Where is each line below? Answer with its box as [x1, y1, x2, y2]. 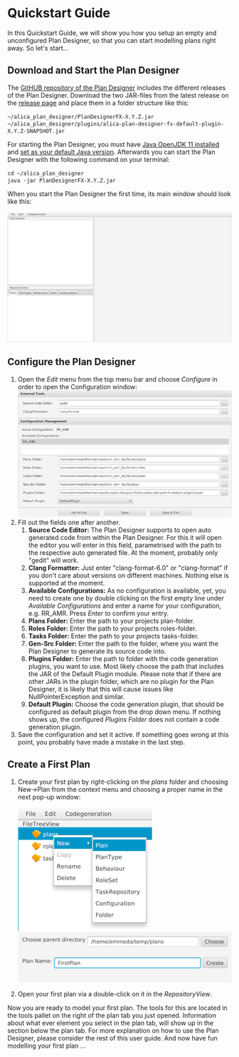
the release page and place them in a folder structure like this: [7, 98, 189, 107]
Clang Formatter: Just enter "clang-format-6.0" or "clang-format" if [28, 563, 228, 572]
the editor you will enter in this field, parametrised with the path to [28, 541, 222, 549]
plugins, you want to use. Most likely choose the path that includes [28, 662, 224, 670]
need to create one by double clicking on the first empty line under [28, 593, 224, 602]
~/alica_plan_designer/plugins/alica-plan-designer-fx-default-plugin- [7, 120, 224, 128]
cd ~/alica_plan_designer [7, 170, 84, 177]
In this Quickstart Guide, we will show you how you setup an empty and [7, 29, 217, 37]
